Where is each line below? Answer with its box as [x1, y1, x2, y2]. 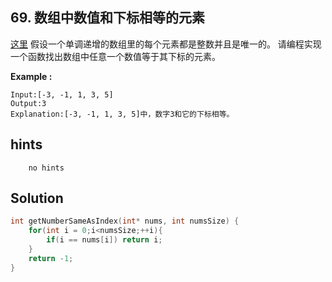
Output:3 [10, 98, 47, 108]
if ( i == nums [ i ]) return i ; [46, 235, 163, 245]
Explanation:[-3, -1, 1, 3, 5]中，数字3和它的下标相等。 [10, 109, 235, 119]
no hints [28, 163, 65, 173]
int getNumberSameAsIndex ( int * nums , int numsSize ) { [10, 216, 240, 227]
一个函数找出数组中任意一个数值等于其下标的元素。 [10, 50, 221, 62]
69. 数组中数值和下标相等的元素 [10, 9, 205, 27]
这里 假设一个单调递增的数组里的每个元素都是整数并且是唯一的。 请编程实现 [10, 38, 322, 50]
